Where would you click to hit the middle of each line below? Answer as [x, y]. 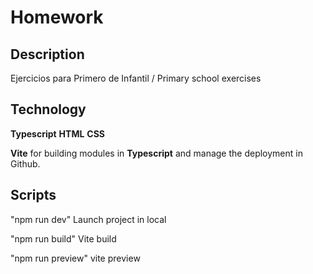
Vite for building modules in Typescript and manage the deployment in [156, 153]
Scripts [33, 195]
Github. [25, 163]
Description [47, 54]
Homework [57, 17]
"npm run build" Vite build [63, 238]
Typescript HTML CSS [57, 133]
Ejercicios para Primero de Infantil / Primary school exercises [136, 78]
